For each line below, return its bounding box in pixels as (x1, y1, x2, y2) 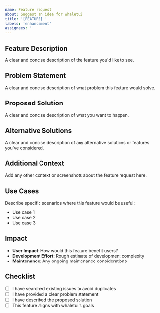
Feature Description (5, 44, 68, 52)
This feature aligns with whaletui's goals (12, 302, 94, 308)
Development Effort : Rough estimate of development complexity (12, 253, 145, 259)
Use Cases (5, 187, 39, 195)
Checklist (5, 272, 36, 281)
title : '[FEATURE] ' (5, 16, 48, 21)
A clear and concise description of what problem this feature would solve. (5, 85, 156, 91)
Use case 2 (12, 215, 36, 220)
